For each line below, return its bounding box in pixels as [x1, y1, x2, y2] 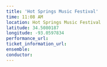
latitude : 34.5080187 [6, 24, 59, 31]
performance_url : [6, 36, 49, 41]
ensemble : [6, 47, 31, 52]
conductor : [6, 52, 33, 58]
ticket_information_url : [6, 41, 67, 47]
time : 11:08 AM [6, 14, 44, 20]
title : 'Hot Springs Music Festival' [6, 8, 99, 15]
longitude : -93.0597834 [6, 30, 65, 36]
